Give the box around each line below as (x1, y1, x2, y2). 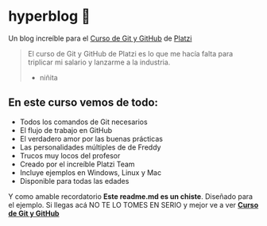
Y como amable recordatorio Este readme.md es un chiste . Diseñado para (8, 191, 253, 201)
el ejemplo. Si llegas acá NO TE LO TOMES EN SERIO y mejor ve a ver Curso (8, 200, 259, 209)
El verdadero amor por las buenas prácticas (19, 134, 163, 143)
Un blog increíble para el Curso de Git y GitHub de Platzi (8, 33, 192, 43)
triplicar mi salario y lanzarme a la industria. (27, 57, 171, 67)
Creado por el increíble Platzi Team (19, 159, 135, 169)
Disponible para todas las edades (19, 176, 130, 185)
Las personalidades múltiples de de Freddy (19, 142, 161, 152)
